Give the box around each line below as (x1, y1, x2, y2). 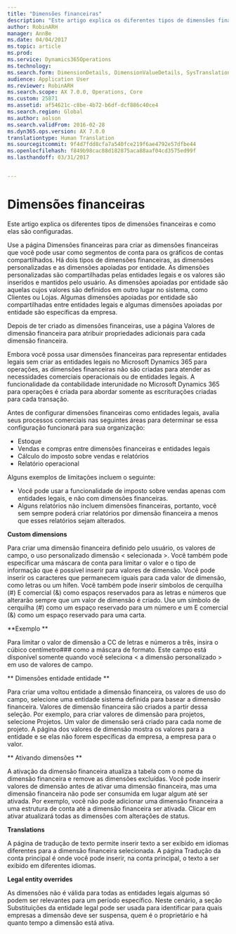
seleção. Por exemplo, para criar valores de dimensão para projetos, (7, 710, 205, 718)
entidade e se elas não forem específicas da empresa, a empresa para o (7, 732, 216, 741)
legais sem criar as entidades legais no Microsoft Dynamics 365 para (7, 357, 207, 366)
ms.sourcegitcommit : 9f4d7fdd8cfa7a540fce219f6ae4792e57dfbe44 (7, 141, 197, 148)
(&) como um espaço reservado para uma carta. (7, 610, 146, 619)
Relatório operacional (17, 459, 79, 468)
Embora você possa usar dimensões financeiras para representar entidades (7, 350, 227, 358)
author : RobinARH (7, 23, 58, 30)
